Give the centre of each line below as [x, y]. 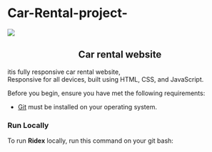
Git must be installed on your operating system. [87, 107]
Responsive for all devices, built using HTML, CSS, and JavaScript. [106, 79]
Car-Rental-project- [68, 13]
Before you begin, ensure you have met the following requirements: [106, 93]
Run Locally [28, 125]
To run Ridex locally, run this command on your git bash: [90, 141]
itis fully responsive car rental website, [64, 72]
